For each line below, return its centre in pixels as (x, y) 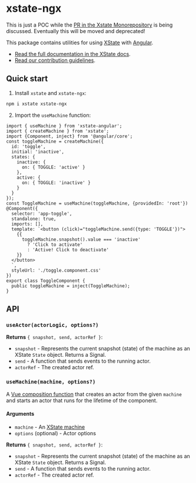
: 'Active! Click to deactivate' (68, 249)
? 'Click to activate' (55, 244)
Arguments (20, 414)
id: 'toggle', (29, 146)
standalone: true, (34, 219)
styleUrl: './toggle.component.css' (56, 270)
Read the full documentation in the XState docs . (72, 54)
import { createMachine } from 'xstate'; (58, 131)
